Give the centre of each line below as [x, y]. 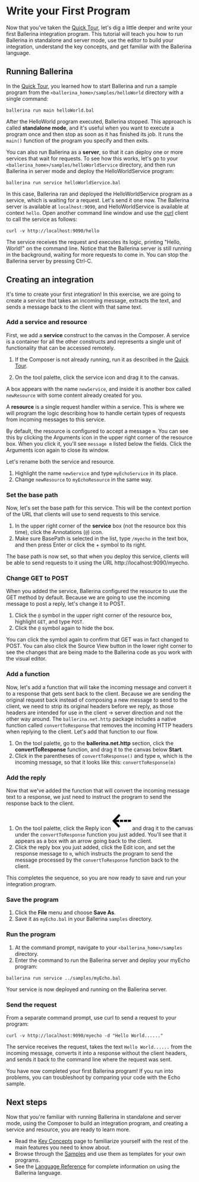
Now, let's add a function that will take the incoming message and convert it [99, 687]
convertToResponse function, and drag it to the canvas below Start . [99, 749]
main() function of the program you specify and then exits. [78, 140]
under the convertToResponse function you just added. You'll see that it [101, 835]
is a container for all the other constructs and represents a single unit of [94, 341]
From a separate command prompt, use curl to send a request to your [91, 1017]
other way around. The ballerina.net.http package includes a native [91, 719]
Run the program [31, 934]
